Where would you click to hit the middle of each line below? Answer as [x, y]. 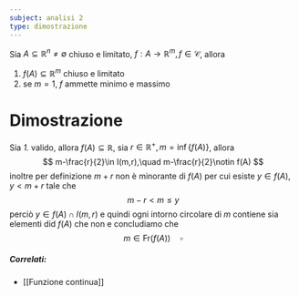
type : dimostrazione [49, 26]
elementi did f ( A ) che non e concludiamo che [94, 224]
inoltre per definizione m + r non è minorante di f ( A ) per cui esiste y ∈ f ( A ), [150, 176]
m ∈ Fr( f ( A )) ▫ [153, 239]
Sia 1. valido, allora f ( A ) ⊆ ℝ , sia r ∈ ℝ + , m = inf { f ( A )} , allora [122, 147]
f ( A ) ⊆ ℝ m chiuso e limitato [73, 72]
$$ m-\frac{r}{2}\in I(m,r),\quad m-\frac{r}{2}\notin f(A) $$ [153, 162]
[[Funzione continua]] [63, 282]
